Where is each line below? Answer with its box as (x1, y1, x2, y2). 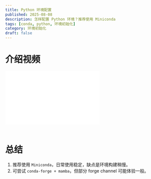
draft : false (5, 31, 32, 36)
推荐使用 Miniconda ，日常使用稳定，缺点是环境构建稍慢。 (12, 161, 131, 167)
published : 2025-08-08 (5, 12, 52, 17)
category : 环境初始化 (5, 26, 46, 31)
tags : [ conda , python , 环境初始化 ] (5, 21, 76, 27)
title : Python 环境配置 (5, 7, 51, 13)
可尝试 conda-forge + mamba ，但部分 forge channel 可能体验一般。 (12, 167, 149, 173)
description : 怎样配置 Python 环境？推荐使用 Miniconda (5, 17, 116, 22)
